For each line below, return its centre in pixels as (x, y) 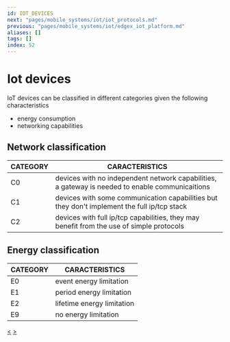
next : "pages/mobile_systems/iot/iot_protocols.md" (82, 20)
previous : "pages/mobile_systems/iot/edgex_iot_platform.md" (96, 26)
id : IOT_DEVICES (30, 13)
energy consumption (46, 118)
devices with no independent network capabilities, (136, 178)
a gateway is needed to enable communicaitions (133, 187)
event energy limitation (92, 281)
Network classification (56, 147)
